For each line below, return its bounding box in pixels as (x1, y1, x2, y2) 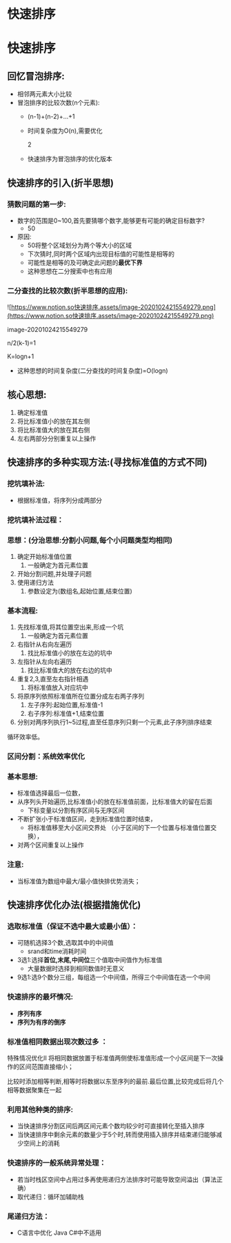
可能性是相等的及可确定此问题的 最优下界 (27, 258, 143, 266)
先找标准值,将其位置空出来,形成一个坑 (17, 623, 124, 632)
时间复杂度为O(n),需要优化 (27, 127, 103, 135)
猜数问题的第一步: (7, 199, 67, 209)
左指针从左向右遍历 (17, 658, 72, 666)
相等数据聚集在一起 (7, 1085, 62, 1094)
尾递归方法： (7, 1211, 50, 1221)
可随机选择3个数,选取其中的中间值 (17, 939, 114, 947)
